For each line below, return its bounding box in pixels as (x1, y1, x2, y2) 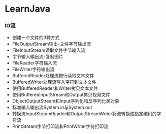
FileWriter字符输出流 (12, 66, 55, 73)
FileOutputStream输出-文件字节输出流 (12, 41, 91, 47)
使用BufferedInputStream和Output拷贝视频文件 (12, 92, 111, 98)
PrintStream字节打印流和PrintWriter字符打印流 (12, 123, 109, 129)
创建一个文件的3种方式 (12, 35, 60, 41)
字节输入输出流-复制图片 (12, 54, 64, 60)
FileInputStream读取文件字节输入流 (12, 47, 86, 53)
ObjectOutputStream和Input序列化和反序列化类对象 (12, 98, 120, 104)
